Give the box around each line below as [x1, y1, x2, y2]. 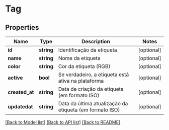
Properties [5, 23, 39, 32]
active [8, 74, 23, 81]
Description [81, 38, 111, 45]
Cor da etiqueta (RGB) [58, 63, 111, 70]
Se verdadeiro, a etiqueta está [58, 71, 129, 78]
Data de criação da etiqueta [58, 86, 124, 92]
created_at [8, 89, 34, 96]
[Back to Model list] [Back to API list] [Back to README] [5, 119, 121, 125]
